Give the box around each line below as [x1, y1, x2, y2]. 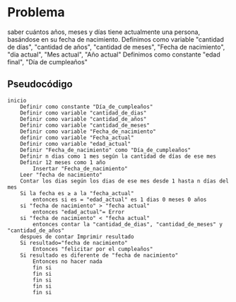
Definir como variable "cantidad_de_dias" [20, 109, 147, 117]
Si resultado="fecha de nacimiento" [20, 239, 129, 246]
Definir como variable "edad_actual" [20, 140, 131, 147]
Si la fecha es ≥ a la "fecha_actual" [20, 190, 134, 197]
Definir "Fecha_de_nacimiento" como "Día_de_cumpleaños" [20, 146, 191, 153]
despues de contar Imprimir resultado [20, 233, 134, 240]
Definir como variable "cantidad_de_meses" [20, 122, 151, 129]
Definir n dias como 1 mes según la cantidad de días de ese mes [20, 153, 217, 160]
